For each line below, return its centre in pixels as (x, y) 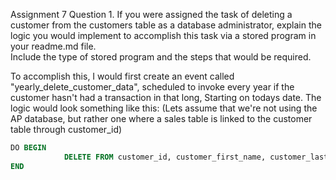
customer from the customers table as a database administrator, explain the (166, 25)
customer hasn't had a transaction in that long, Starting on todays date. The (166, 97)
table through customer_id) (66, 129)
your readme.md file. (53, 46)
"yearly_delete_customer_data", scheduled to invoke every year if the (152, 87)
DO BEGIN (28, 148)
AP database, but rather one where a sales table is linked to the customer (161, 118)
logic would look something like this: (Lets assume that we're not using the (164, 108)
